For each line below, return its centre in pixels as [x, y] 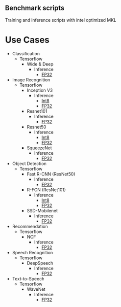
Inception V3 [40, 90]
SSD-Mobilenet [42, 210]
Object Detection [29, 163]
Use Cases [27, 40]
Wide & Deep [40, 64]
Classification [26, 53]
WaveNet [36, 289]
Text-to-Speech [28, 278]
